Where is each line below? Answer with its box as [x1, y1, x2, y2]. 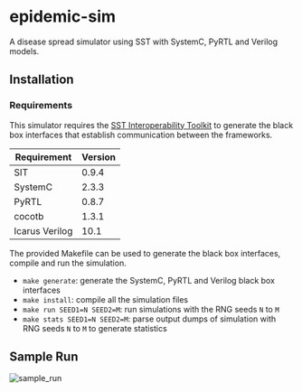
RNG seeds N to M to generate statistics [22, 322, 167, 333]
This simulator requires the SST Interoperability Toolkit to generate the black [9, 119, 294, 130]
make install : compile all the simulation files [22, 294, 188, 304]
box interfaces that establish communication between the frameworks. [9, 129, 273, 140]
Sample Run [9, 350, 79, 365]
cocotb [14, 210, 44, 222]
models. [9, 45, 40, 56]
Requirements [9, 99, 73, 112]
